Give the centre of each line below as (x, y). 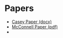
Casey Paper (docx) (32, 22)
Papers (19, 8)
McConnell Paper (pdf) (35, 26)
